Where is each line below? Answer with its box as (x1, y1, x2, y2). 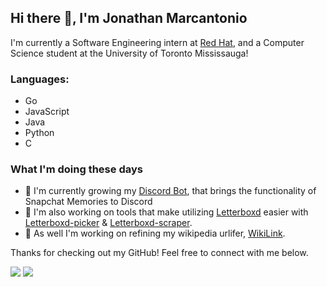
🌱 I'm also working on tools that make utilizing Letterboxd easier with (24, 206, 309, 218)
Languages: (10, 72, 70, 86)
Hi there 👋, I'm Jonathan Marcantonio (10, 10, 248, 27)
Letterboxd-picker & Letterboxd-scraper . (24, 217, 193, 229)
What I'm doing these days (10, 162, 143, 176)
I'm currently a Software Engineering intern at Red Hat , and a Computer (10, 36, 305, 48)
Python (24, 127, 55, 139)
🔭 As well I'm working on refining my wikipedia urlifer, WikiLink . (24, 227, 286, 240)
